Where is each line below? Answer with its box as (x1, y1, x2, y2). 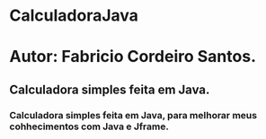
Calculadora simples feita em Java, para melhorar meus (9, 109, 258, 121)
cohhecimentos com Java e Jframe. (9, 120, 169, 133)
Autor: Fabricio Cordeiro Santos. (9, 47, 256, 67)
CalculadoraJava (9, 5, 139, 26)
